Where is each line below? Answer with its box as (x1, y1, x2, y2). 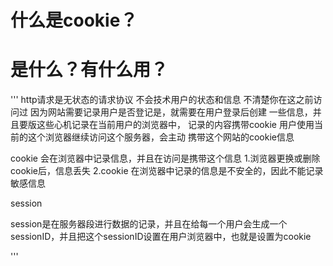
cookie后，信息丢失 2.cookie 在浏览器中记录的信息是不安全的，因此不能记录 (10, 165, 324, 177)
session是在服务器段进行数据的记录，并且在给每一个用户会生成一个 (10, 218, 288, 230)
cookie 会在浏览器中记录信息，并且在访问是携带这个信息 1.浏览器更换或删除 (10, 152, 321, 165)
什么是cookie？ (10, 9, 138, 32)
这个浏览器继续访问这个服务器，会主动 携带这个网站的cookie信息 (27, 131, 295, 143)
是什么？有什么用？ (10, 59, 169, 81)
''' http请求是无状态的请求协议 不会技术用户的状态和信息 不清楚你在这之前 (10, 94, 314, 106)
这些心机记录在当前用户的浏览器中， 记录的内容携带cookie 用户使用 (36, 119, 315, 131)
